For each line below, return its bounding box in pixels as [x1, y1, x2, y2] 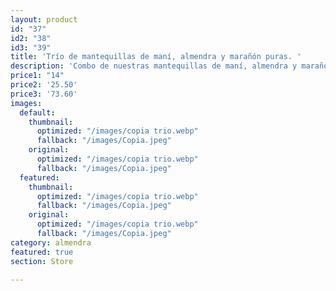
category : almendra [10, 237, 92, 248]
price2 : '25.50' [10, 80, 78, 90]
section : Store [10, 256, 74, 266]
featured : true [10, 247, 74, 257]
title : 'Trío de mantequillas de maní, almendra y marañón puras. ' [10, 52, 302, 62]
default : [19, 107, 56, 118]
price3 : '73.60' [10, 89, 78, 99]
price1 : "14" [10, 71, 65, 81]
